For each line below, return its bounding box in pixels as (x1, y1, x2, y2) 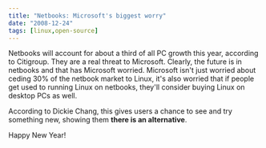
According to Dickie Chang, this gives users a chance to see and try (8, 106, 232, 116)
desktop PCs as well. (8, 91, 78, 101)
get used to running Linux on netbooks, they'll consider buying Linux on (8, 82, 246, 92)
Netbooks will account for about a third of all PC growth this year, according (8, 49, 259, 58)
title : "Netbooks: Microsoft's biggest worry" (8, 11, 167, 20)
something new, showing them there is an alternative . (8, 115, 187, 125)
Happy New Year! (8, 130, 66, 140)
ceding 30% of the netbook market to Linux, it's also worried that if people (8, 74, 255, 84)
